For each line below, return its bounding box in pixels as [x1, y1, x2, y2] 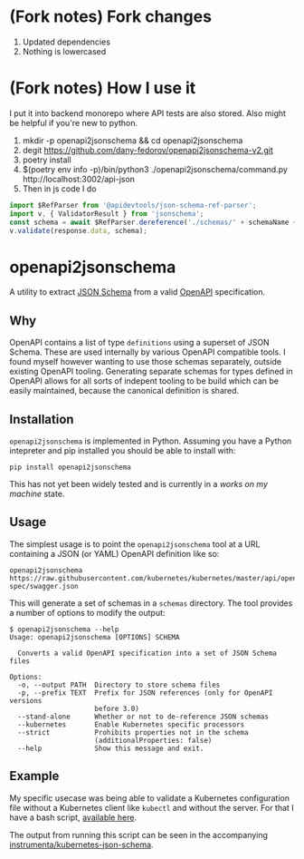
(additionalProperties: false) [94, 736, 213, 745]
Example [9, 768, 60, 784]
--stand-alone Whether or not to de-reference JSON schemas [17, 712, 270, 721]
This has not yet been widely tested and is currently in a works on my [9, 478, 269, 489]
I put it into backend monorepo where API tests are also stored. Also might [9, 107, 287, 119]
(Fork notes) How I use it [9, 78, 196, 99]
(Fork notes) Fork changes [9, 6, 213, 27]
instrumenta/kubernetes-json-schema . [9, 839, 154, 850]
